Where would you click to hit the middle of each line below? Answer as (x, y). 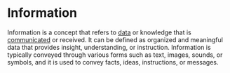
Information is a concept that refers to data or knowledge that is (99, 32)
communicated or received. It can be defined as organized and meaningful (115, 39)
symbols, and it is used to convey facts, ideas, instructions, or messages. (113, 62)
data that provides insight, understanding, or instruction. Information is (109, 47)
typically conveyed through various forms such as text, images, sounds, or (115, 55)
